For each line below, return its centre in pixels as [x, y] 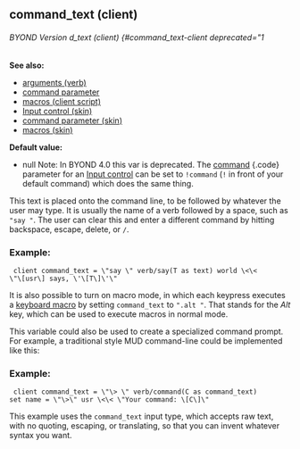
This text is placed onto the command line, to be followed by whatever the [145, 201]
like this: [25, 350]
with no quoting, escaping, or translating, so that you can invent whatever [144, 426]
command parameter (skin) [72, 121]
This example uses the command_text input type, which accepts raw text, [142, 416]
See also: [27, 65]
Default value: [36, 147]
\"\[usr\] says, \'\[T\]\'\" [63, 279]
